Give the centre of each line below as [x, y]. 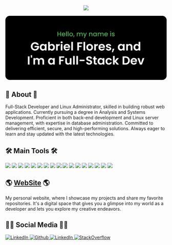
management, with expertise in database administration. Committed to [79, 123]
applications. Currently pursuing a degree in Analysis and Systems [76, 112]
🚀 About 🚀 [21, 94]
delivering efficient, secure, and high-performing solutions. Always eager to [85, 129]
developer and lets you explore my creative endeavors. [63, 209]
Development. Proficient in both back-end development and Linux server [82, 118]
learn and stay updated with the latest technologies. [60, 134]
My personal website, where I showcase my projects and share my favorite [84, 198]
